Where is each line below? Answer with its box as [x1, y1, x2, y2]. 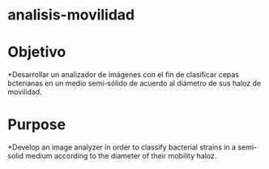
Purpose [7, 115, 66, 134]
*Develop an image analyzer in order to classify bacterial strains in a [7, 142, 237, 152]
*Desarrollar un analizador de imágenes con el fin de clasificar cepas [7, 70, 240, 80]
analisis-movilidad [7, 6, 135, 24]
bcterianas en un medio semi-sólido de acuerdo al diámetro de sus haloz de [7, 79, 262, 89]
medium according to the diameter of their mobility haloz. [25, 151, 217, 161]
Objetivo [7, 43, 66, 62]
